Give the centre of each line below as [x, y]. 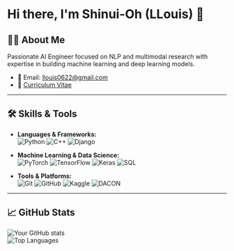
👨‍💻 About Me [36, 40]
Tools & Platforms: [44, 176]
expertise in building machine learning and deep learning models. [101, 64]
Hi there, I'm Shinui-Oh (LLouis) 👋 [106, 14]
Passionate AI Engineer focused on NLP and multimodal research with [108, 56]
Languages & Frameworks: [57, 134]
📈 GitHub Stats [41, 212]
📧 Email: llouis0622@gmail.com [62, 77]
